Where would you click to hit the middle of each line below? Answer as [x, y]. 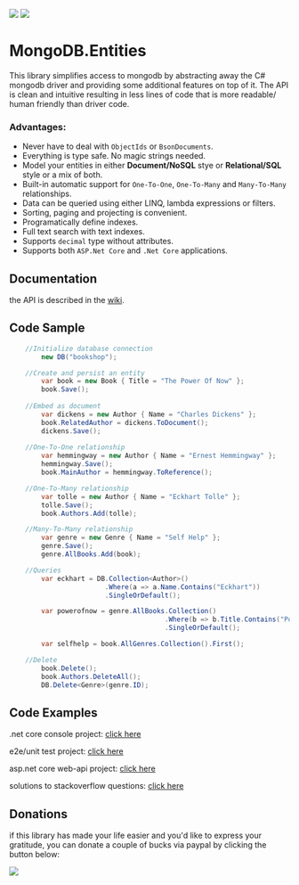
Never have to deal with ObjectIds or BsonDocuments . [117, 146]
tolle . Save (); [67, 505]
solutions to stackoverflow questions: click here [97, 786]
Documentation [53, 279]
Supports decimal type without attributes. [97, 242]
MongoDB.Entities [78, 51]
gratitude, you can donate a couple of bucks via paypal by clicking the [138, 845]
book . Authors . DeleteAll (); [91, 676]
